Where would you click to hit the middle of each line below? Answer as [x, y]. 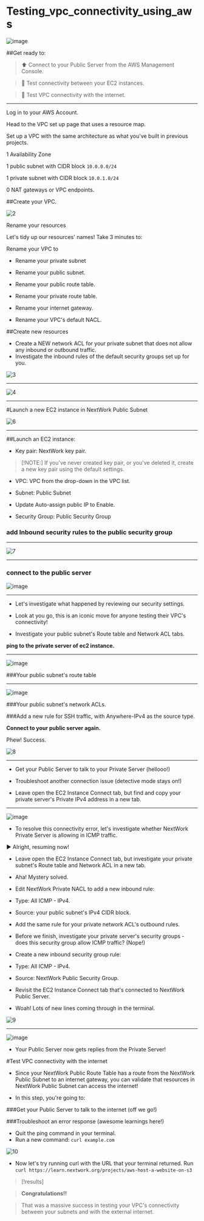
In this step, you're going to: [50, 1097]
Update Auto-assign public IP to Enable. [65, 504]
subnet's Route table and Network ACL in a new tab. [80, 865]
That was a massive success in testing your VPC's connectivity [100, 1205]
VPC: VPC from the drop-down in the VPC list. [73, 481]
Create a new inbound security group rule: [68, 954]
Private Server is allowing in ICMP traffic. [66, 835]
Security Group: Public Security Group [63, 516]
